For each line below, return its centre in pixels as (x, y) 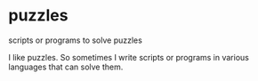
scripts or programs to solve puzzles (76, 40)
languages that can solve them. (66, 67)
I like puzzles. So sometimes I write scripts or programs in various (129, 57)
